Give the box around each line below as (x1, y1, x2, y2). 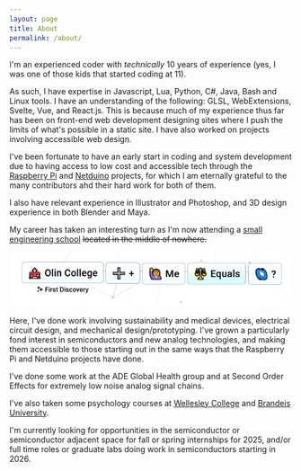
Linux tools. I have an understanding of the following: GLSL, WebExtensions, (9, 95, 292, 107)
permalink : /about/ (9, 33, 83, 42)
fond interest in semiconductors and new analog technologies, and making (9, 333, 286, 345)
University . (9, 407, 49, 418)
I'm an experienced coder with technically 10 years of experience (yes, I (9, 59, 276, 70)
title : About (9, 23, 58, 33)
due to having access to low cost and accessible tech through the (9, 161, 253, 172)
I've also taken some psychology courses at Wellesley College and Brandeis (9, 397, 291, 408)
